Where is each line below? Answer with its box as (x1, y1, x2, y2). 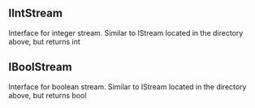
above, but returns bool (8, 90, 87, 100)
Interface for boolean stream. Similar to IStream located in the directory (8, 81, 247, 92)
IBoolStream (8, 60, 72, 74)
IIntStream (8, 6, 63, 20)
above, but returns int (8, 37, 81, 46)
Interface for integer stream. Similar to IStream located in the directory (8, 28, 244, 37)
